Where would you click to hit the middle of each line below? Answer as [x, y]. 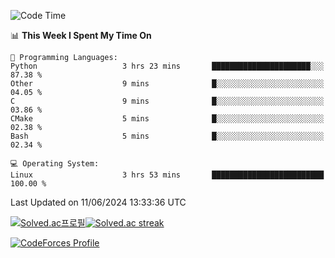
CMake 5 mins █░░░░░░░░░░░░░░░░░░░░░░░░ [167, 119]
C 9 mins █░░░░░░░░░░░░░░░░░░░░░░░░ [167, 101]
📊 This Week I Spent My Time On [81, 35]
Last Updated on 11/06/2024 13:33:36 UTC [98, 202]
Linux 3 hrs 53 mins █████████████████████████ [167, 175]
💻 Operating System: [55, 164]
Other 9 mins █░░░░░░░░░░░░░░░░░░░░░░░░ [167, 84]
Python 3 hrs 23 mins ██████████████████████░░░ [167, 66]
